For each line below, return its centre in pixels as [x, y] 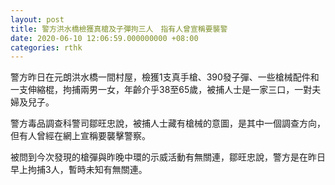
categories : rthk [46, 47]
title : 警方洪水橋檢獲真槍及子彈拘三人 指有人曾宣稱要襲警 [119, 29]
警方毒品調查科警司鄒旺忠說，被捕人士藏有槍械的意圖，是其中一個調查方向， [168, 123]
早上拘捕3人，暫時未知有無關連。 [79, 170]
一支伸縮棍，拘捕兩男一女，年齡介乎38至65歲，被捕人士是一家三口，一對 [161, 90]
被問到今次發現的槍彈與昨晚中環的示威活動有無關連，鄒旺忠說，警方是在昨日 [168, 157]
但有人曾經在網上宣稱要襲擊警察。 [80, 136]
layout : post [37, 19]
